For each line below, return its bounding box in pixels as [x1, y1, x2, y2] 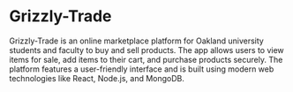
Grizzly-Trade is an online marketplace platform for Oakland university [9, 35, 265, 46]
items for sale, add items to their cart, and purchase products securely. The [9, 54, 283, 65]
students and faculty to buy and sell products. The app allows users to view [9, 44, 284, 55]
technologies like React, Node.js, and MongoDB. [9, 73, 185, 83]
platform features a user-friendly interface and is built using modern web [9, 64, 274, 74]
